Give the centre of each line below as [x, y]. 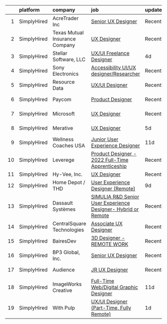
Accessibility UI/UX [114, 68]
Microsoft [64, 114]
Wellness [63, 139]
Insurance [64, 39]
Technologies [68, 230]
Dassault [63, 203]
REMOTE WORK [110, 244]
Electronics [65, 74]
